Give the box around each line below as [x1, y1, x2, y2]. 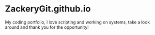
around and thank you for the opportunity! [5, 24, 89, 30]
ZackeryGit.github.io [5, 3, 91, 14]
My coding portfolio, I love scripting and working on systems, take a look [5, 19, 150, 25]
